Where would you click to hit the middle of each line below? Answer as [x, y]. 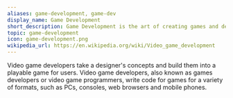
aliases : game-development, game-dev [62, 13]
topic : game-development [43, 33]
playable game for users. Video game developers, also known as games [110, 72]
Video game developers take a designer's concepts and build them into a [112, 65]
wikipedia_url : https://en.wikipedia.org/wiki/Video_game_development [111, 46]
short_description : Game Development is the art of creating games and [113, 26]
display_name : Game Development [54, 20]
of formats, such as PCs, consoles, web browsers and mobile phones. [107, 87]
